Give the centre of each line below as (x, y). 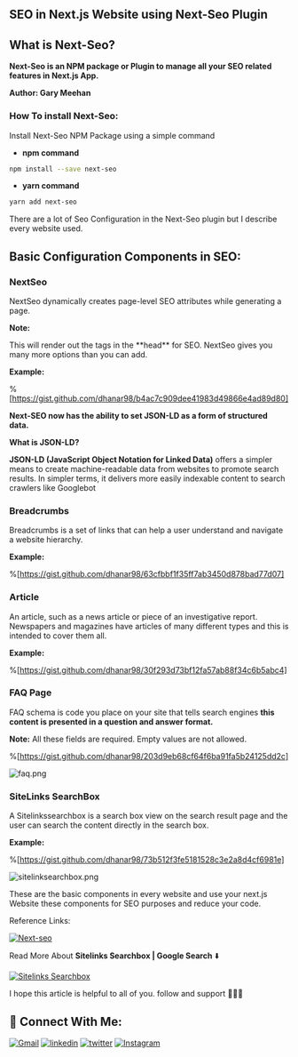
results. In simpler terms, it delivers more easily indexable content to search (147, 478)
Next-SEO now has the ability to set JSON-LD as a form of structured (138, 415)
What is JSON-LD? (44, 442)
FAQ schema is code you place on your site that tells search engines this (142, 712)
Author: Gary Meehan (50, 93)
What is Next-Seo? (62, 45)
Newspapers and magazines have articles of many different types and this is (149, 626)
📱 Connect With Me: (66, 1021)
